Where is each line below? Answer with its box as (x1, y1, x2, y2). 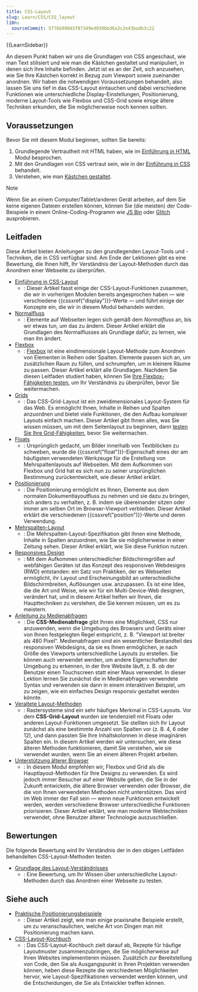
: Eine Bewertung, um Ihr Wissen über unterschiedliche (23, 870, 158, 878)
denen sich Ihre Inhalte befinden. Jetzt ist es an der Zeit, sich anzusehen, (6, 66, 185, 73)
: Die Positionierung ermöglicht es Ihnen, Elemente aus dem (23, 486, 170, 493)
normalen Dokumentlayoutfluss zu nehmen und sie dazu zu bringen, (23, 492, 190, 499)
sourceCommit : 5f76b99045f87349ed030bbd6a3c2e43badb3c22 (11, 25, 155, 31)
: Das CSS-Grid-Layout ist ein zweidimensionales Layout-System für (23, 398, 190, 405)
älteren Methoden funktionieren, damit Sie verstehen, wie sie (23, 744, 172, 751)
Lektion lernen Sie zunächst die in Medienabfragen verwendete (23, 675, 178, 682)
